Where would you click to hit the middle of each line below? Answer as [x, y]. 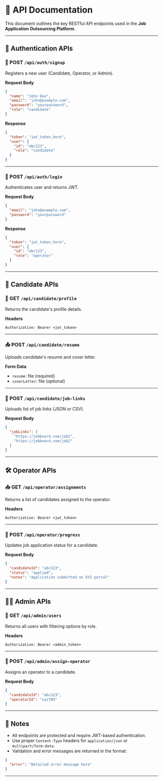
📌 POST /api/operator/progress [43, 535]
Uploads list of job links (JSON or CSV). [45, 409]
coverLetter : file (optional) [39, 381]
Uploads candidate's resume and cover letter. [50, 357]
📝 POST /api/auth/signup [35, 62]
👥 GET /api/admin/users [33, 616]
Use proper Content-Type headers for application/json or [70, 741]
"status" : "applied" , [31, 573]
